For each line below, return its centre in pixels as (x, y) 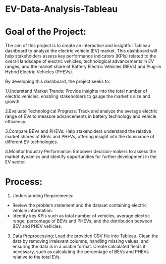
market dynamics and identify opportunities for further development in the (81, 157)
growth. (13, 102)
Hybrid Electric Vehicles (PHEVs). (39, 72)
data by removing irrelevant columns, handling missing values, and (80, 241)
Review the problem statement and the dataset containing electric (80, 205)
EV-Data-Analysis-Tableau (61, 9)
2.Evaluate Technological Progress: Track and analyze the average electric (81, 111)
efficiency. (16, 122)
